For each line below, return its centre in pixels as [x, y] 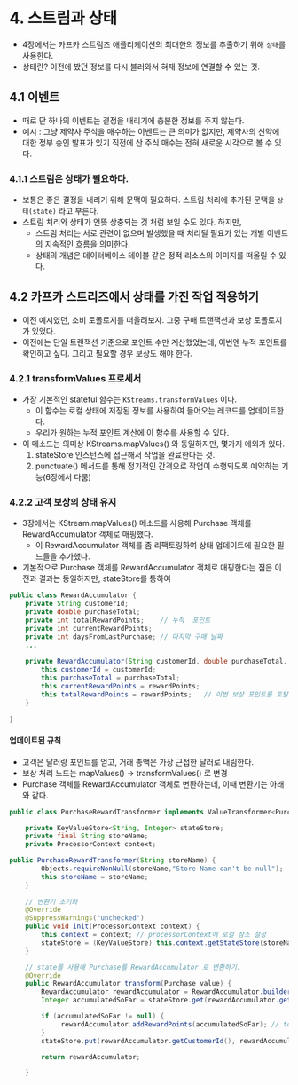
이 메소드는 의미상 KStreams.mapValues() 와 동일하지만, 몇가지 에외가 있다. [153, 444]
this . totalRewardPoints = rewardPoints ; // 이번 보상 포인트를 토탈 [165, 694]
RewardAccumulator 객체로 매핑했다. [87, 534]
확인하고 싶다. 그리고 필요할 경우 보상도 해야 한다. [107, 353]
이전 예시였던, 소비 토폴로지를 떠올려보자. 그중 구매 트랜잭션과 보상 [137, 319]
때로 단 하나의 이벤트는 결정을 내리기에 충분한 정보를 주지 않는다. [133, 120]
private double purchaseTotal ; [83, 612]
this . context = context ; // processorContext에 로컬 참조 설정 [154, 935]
